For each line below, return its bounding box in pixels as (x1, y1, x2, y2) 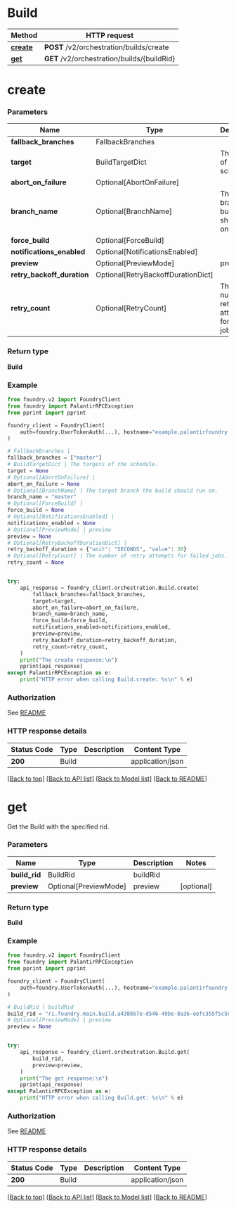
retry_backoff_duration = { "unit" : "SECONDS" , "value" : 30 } (7, 546, 188, 553)
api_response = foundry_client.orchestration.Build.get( (20, 1049, 190, 1056)
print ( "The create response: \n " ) (20, 656, 118, 663)
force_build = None (7, 507, 65, 514)
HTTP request (86, 30, 134, 40)
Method (11, 30, 38, 40)
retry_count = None (7, 559, 65, 566)
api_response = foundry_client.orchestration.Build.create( (20, 584, 199, 591)
